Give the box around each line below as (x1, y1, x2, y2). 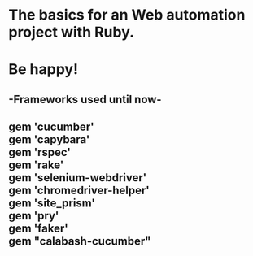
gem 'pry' (8, 209, 59, 223)
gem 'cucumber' (8, 120, 95, 134)
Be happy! (8, 60, 79, 79)
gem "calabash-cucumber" (8, 234, 151, 249)
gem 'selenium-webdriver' (8, 171, 147, 184)
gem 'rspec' (8, 145, 72, 159)
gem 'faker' (8, 222, 69, 236)
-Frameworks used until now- (8, 92, 162, 106)
